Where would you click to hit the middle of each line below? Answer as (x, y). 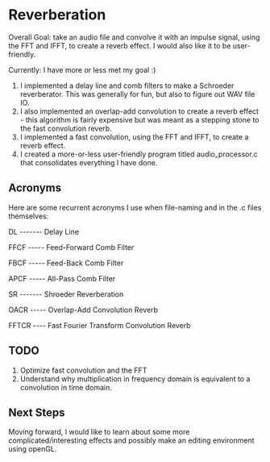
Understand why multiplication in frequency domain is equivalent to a (135, 379)
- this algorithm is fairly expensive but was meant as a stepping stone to (139, 119)
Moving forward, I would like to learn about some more (99, 432)
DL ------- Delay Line (44, 231)
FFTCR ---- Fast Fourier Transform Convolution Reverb (100, 325)
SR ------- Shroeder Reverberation (66, 294)
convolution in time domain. (66, 387)
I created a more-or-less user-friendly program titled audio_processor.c (139, 154)
